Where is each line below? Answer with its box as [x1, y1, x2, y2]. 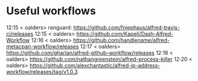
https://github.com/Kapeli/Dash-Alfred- [76, 30, 173, 37]
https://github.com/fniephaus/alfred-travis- [73, 24, 181, 31]
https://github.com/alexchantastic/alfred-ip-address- [29, 61, 160, 69]
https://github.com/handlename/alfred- [72, 36, 170, 43]
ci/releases [6, 30, 34, 37]
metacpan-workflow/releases [6, 43, 79, 50]
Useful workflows [6, 4, 96, 18]
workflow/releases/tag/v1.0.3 [6, 68, 78, 75]
